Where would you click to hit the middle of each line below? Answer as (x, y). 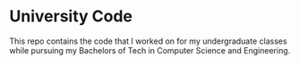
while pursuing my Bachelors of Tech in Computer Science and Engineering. (150, 50)
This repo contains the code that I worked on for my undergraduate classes (149, 41)
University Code (71, 16)
